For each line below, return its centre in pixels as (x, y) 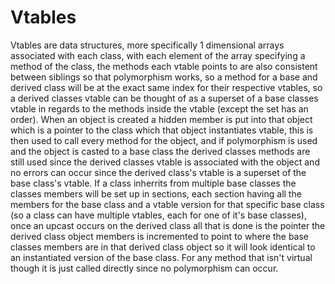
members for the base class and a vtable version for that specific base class (167, 204)
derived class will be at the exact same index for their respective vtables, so (166, 87)
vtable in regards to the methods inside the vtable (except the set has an (159, 108)
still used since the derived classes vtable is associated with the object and (165, 162)
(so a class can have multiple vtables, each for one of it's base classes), (158, 215)
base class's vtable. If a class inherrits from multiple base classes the (153, 183)
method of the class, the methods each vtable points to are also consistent (164, 66)
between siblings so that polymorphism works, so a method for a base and (164, 77)
